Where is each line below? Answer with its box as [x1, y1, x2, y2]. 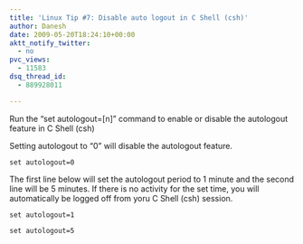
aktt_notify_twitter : [9, 38, 91, 48]
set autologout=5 [9, 226, 75, 235]
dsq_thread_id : [9, 72, 67, 81]
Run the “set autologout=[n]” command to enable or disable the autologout [9, 113, 289, 124]
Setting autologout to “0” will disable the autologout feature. [9, 140, 233, 151]
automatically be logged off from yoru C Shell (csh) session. [9, 192, 233, 203]
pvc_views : [9, 55, 51, 64]
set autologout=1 [9, 210, 75, 220]
